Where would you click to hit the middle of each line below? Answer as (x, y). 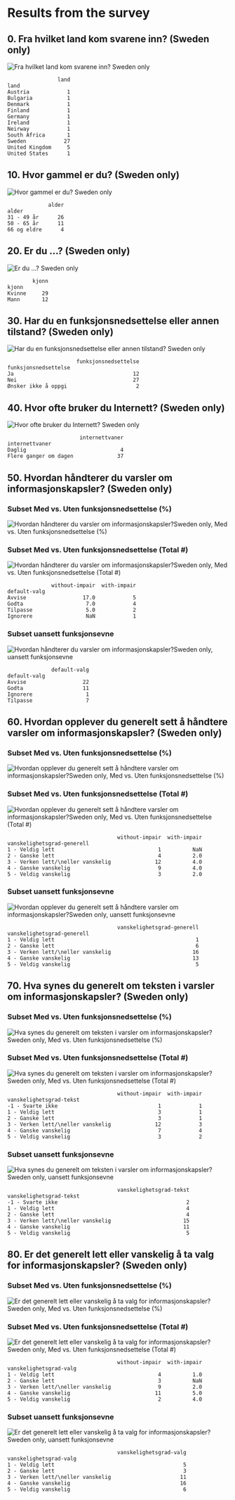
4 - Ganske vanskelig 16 (97, 1483)
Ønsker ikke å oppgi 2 (73, 386)
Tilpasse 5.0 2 (72, 610)
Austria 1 (39, 92)
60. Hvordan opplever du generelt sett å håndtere (117, 722)
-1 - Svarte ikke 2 (99, 1202)
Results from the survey (79, 13)
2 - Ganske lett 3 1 (105, 1118)
